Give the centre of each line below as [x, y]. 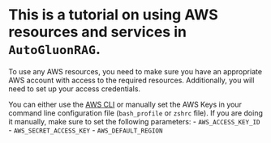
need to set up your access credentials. [74, 88]
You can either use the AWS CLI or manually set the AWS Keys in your [125, 104]
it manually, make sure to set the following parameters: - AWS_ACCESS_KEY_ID [134, 121]
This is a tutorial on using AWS [114, 15]
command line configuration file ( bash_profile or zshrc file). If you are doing [136, 113]
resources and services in [97, 32]
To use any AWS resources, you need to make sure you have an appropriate [135, 71]
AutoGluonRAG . [55, 49]
